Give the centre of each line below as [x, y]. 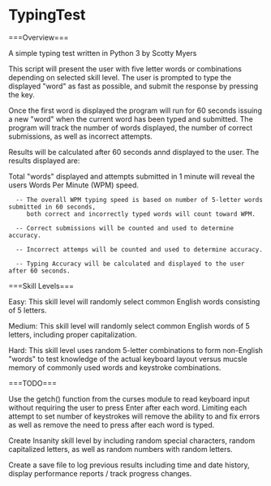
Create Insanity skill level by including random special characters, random [132, 441]
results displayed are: [44, 161]
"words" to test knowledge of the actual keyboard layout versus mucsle [128, 359]
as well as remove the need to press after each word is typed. [112, 424]
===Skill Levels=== [41, 286]
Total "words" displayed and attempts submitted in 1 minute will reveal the [132, 176]
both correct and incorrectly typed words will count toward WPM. [141, 214]
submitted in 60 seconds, [52, 207]
